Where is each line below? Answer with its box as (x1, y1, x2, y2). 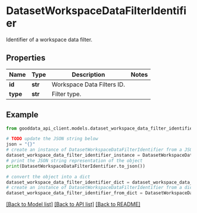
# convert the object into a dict (6, 174, 91, 180)
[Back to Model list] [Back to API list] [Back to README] (6, 201, 141, 208)
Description (72, 70, 106, 79)
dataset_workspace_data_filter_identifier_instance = (6, 153, 141, 158)
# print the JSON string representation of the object (6, 157, 143, 164)
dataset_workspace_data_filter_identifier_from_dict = (6, 190, 143, 196)
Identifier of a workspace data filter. (6, 36, 93, 43)
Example (6, 110, 39, 120)
